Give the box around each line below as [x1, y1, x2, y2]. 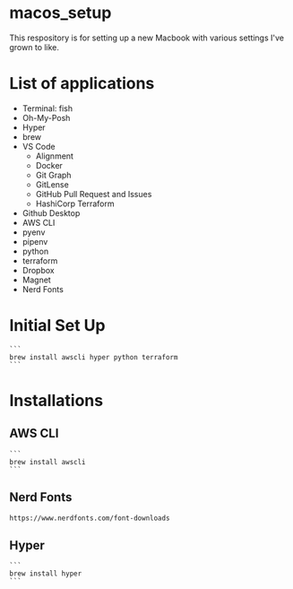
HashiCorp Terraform [35, 198, 115, 209]
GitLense [35, 178, 69, 190]
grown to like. [9, 41, 60, 52]
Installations [9, 391, 104, 411]
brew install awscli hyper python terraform [9, 352, 178, 361]
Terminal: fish [22, 102, 73, 114]
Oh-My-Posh [22, 112, 71, 123]
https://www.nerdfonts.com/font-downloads [9, 514, 170, 523]
